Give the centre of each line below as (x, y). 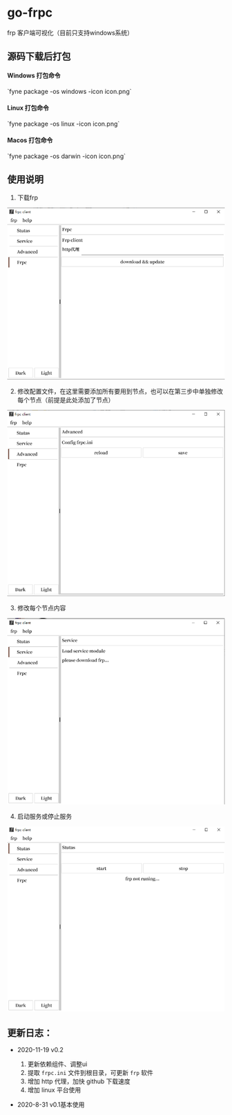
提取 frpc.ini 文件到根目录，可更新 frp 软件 (90, 1072)
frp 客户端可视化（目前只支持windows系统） (70, 32)
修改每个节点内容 (41, 608)
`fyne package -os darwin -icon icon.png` (67, 156)
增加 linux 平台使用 (54, 1089)
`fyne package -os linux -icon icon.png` (64, 124)
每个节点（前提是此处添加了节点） (66, 400)
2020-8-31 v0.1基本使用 (51, 1104)
